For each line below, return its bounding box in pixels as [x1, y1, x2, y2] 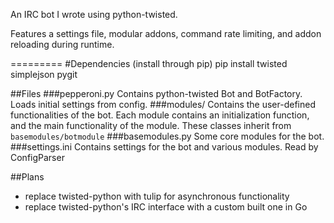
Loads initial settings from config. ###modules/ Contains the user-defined [10, 99, 316, 110]
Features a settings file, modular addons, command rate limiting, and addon [10, 28, 322, 39]
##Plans [10, 171, 45, 183]
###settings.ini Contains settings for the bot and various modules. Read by [10, 141, 319, 153]
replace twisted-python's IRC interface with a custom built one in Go [24, 201, 308, 213]
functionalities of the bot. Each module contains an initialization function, [10, 109, 310, 121]
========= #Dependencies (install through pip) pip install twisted [10, 58, 288, 69]
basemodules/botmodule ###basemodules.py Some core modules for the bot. [10, 130, 325, 142]
